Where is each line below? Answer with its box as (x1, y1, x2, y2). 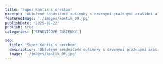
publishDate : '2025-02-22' (5, 20, 60, 26)
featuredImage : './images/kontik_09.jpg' (5, 16, 90, 21)
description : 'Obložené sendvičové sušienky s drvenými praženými (9, 47, 147, 52)
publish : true (5, 25, 34, 30)
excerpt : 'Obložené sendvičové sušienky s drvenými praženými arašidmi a (5, 12, 158, 16)
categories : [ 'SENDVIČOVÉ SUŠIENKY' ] (5, 29, 81, 34)
